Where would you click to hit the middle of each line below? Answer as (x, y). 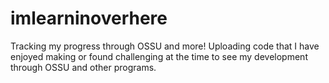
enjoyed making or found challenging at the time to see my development (159, 56)
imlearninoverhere (89, 18)
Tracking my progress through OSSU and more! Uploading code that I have (165, 46)
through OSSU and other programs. (83, 67)
